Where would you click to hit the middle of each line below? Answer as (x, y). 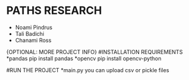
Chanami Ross (33, 40)
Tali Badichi (30, 33)
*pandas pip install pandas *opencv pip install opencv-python (84, 58)
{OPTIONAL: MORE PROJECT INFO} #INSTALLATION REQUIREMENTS (94, 52)
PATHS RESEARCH (54, 11)
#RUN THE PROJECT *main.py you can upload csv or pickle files (88, 70)
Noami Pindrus (34, 27)
